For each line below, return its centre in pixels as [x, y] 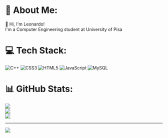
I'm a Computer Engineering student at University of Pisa [64, 29]
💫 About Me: [31, 10]
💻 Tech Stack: [36, 51]
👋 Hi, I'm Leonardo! [25, 24]
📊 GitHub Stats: [39, 89]
